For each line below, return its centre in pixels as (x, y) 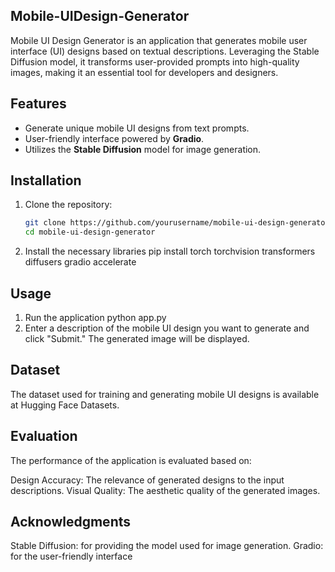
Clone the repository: (68, 205)
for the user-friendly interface (71, 556)
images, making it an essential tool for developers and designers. (144, 72)
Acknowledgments (71, 522)
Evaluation (44, 436)
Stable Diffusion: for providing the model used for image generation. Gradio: (167, 546)
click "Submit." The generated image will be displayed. (137, 338)
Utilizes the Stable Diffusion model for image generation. (143, 149)
